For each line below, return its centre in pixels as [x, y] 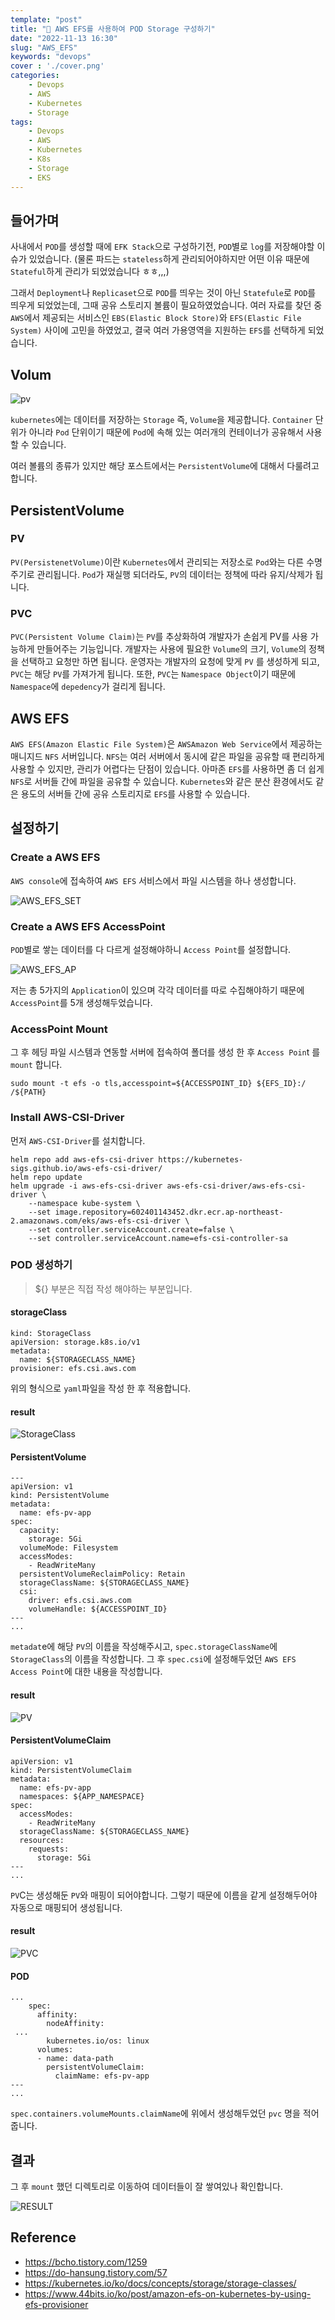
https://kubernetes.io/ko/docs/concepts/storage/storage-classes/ [160, 2283]
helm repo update [46, 1177]
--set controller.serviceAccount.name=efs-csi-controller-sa [158, 1238]
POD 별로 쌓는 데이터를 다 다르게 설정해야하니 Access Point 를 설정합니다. [151, 949]
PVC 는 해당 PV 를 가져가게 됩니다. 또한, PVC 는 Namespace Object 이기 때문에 [153, 674]
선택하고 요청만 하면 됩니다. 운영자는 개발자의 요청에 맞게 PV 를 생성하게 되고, [170, 662]
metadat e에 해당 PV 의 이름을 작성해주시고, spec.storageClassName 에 [144, 1647]
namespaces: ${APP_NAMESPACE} [82, 1796]
